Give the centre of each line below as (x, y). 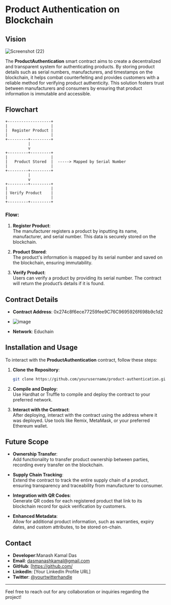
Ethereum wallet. (30, 426)
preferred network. (32, 399)
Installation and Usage (41, 348)
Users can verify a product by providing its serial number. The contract (87, 278)
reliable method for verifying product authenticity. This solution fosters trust (85, 83)
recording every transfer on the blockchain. (58, 465)
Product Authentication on (63, 9)
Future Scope (27, 442)
